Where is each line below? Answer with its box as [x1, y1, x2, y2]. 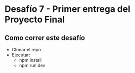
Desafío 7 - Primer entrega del [4, 3, 131, 15]
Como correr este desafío [4, 34, 85, 42]
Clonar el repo [11, 47, 41, 52]
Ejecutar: [11, 52, 30, 58]
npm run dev [19, 63, 45, 68]
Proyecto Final [4, 14, 65, 25]
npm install [19, 57, 42, 63]
